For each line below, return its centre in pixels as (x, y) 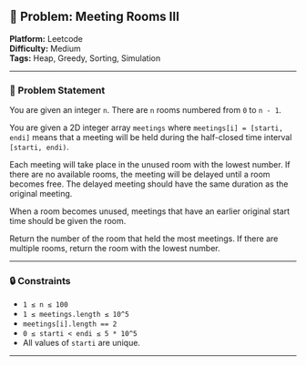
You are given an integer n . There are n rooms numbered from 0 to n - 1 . (146, 110)
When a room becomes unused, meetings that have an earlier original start (150, 211)
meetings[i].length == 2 (70, 324)
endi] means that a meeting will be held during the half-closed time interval (151, 137)
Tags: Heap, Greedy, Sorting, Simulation (85, 58)
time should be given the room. (68, 221)
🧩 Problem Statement (57, 90)
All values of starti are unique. (82, 343)
